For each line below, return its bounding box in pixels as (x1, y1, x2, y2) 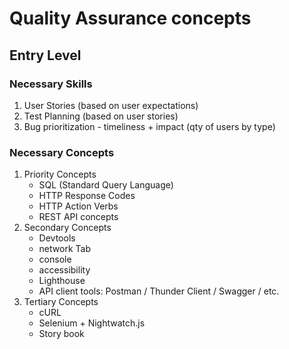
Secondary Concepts (23, 222, 112, 234)
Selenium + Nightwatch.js (38, 317, 146, 329)
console (38, 253, 72, 266)
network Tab (38, 243, 91, 255)
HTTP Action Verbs (38, 200, 119, 212)
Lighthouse (38, 275, 86, 287)
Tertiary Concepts (23, 296, 99, 308)
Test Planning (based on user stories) (23, 110, 179, 122)
